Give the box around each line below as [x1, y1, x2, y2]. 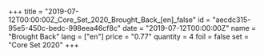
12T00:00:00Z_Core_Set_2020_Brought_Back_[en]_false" [8, 15, 196, 24]
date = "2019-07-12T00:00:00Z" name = [122, 24, 257, 32]
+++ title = [8, 7, 44, 16]
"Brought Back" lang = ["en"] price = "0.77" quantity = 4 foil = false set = [8, 32, 250, 41]
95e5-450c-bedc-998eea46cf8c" [8, 24, 122, 32]
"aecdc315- [212, 15, 251, 24]
